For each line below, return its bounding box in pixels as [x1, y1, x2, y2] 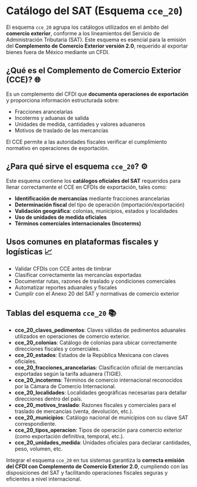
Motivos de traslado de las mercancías [14, 126, 109, 134]
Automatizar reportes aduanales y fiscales [14, 284, 118, 291]
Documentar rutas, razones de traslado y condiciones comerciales [14, 278, 176, 285]
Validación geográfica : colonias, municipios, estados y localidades [14, 207, 178, 214]
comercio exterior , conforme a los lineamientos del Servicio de [6, 29, 160, 36]
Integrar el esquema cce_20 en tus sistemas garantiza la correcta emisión [6, 457, 185, 464]
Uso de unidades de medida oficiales [14, 214, 107, 221]
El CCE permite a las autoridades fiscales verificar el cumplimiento [6, 138, 168, 145]
